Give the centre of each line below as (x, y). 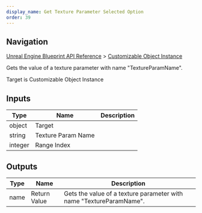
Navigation (27, 42)
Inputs (19, 98)
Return (40, 193)
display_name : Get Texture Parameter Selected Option (75, 12)
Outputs (22, 166)
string (17, 135)
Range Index (53, 145)
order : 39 (19, 17)
